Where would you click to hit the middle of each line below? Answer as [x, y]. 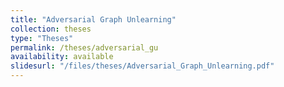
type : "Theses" [42, 38]
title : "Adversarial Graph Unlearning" [93, 19]
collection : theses [51, 29]
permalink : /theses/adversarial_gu [84, 47]
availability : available [62, 57]
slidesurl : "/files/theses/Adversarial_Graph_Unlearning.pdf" [142, 66]
